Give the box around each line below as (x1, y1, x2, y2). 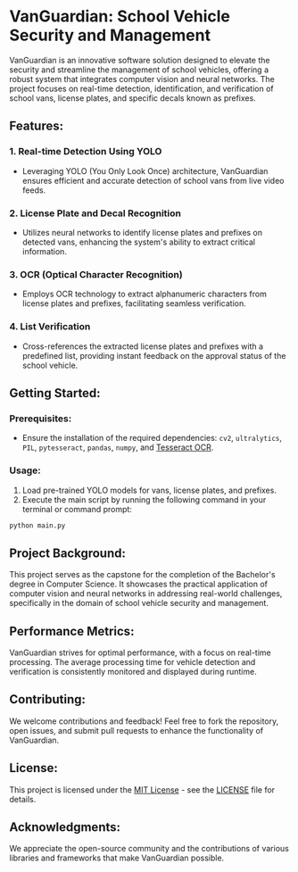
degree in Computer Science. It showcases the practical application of (9, 578, 268, 590)
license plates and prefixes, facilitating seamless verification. (21, 298, 247, 309)
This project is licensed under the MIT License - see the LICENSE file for (9, 784, 275, 795)
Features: (9, 119, 64, 134)
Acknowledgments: (9, 819, 121, 835)
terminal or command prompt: (21, 503, 132, 514)
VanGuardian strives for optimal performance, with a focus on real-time (9, 647, 271, 658)
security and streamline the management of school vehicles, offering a (9, 64, 269, 75)
